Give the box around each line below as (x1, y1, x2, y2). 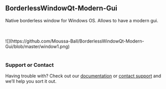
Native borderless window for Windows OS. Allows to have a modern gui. (5, 17, 158, 23)
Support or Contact (5, 61, 54, 68)
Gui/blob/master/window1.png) (5, 43, 70, 50)
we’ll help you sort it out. (5, 78, 57, 84)
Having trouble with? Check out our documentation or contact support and (5, 73, 161, 79)
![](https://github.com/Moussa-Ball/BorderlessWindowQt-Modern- (5, 38, 145, 44)
